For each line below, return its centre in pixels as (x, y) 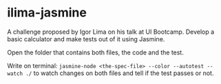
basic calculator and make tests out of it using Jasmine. (86, 39)
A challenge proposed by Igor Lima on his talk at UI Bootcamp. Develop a (111, 32)
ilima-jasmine (47, 13)
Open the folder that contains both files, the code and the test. (95, 52)
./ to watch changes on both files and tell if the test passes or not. (119, 73)
